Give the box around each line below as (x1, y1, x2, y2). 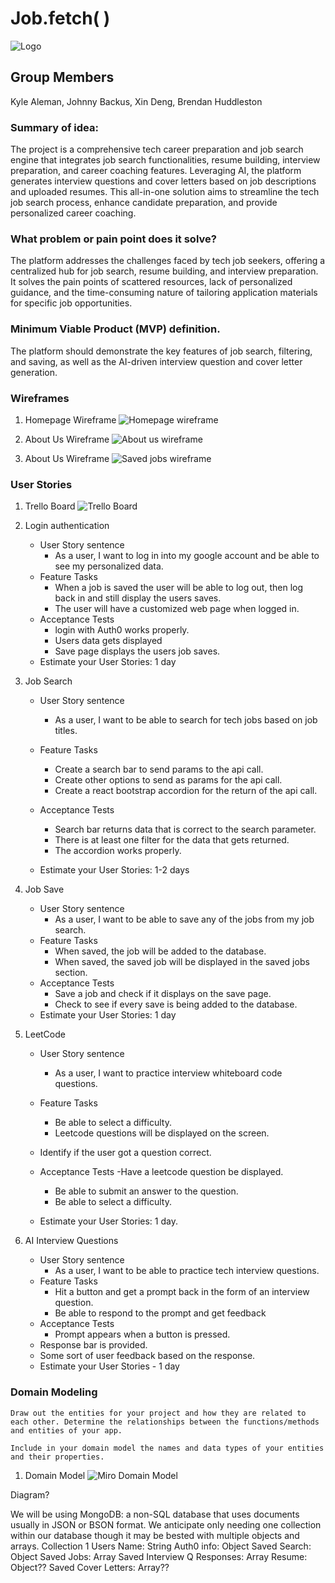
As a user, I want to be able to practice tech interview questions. (54, 1265, 320, 1277)
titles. (54, 725, 78, 737)
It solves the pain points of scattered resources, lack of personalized (10, 276, 293, 288)
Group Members (10, 69, 115, 86)
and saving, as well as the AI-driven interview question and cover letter (10, 355, 303, 367)
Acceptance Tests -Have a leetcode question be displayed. (39, 1166, 284, 1178)
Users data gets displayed (54, 635, 163, 647)
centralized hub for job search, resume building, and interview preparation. (10, 265, 319, 277)
